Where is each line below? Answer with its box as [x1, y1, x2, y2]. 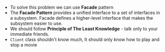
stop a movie [10, 42, 37, 47]
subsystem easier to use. [10, 20, 63, 26]
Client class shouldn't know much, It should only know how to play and [10, 36, 160, 42]
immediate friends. [10, 31, 50, 37]
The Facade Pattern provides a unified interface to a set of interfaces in [10, 10, 160, 16]
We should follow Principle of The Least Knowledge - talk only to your [10, 26, 158, 32]
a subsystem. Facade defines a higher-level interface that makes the [10, 15, 153, 21]
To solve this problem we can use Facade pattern [10, 5, 114, 10]
